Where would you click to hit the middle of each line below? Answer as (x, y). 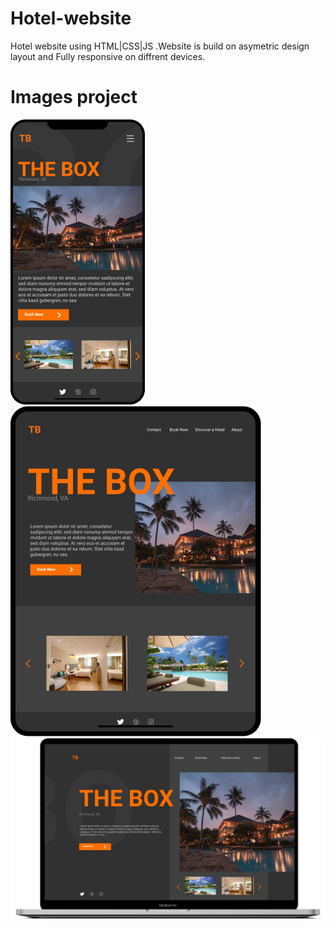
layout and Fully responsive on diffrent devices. (108, 56)
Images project (74, 97)
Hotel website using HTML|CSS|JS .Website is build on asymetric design (160, 46)
